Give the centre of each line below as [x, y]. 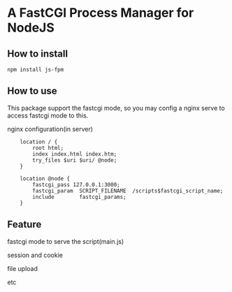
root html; [48, 148]
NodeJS [31, 28]
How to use [32, 91]
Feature [24, 224]
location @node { [45, 179]
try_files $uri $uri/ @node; [75, 160]
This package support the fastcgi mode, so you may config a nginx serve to [116, 108]
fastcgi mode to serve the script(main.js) [66, 241]
